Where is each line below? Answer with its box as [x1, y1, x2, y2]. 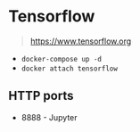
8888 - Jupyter [21, 111, 78, 122]
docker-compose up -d [21, 54, 102, 63]
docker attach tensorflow [21, 64, 118, 73]
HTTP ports [8, 88, 74, 103]
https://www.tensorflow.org [29, 36, 132, 46]
